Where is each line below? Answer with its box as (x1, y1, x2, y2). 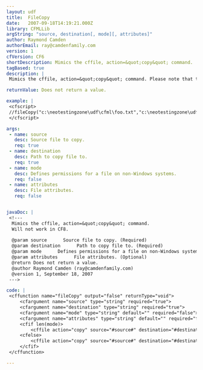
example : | (6, 98, 34, 104)
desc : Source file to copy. (14, 137, 85, 143)
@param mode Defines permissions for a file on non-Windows (11, 249, 180, 255)
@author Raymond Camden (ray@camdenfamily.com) (11, 265, 134, 272)
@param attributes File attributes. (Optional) (11, 254, 147, 260)
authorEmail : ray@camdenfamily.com (6, 43, 96, 49)
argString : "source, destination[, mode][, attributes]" (6, 31, 153, 37)
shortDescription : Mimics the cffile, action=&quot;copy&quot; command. (6, 59, 193, 65)
